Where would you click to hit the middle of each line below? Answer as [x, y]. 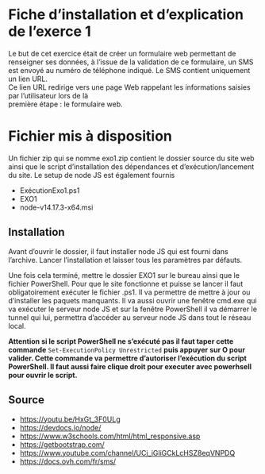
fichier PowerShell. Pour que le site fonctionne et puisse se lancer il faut [126, 283]
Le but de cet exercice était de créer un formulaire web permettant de [122, 53]
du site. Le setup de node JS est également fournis [92, 175]
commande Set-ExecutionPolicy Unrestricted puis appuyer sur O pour [127, 349]
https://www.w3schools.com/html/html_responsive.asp [110, 436]
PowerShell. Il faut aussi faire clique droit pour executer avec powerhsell [130, 366]
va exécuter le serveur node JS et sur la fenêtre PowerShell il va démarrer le [133, 309]
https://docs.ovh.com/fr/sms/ [68, 461]
